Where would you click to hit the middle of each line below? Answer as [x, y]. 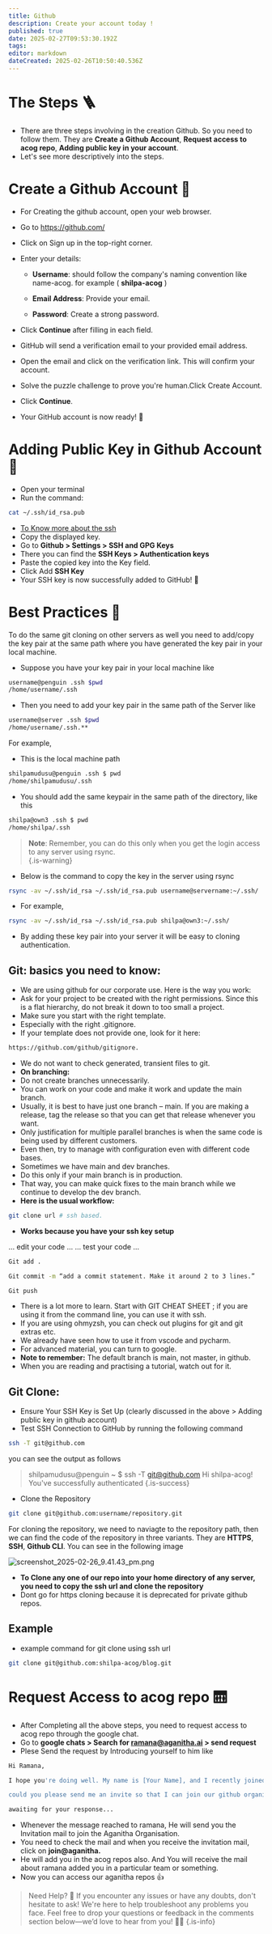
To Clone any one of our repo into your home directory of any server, [138, 1578]
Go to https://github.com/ [62, 227]
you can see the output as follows [65, 1459]
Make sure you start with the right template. [93, 1016]
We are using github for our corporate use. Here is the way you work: [136, 990]
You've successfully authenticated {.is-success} [109, 1483]
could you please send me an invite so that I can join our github [125, 1795]
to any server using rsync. [72, 851]
